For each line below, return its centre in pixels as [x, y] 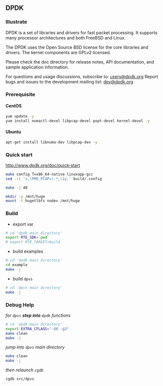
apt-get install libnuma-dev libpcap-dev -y [51, 142]
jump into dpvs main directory [35, 347]
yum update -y [20, 116]
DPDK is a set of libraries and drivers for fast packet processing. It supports [81, 32]
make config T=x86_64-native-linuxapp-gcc [49, 174]
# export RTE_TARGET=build [33, 242]
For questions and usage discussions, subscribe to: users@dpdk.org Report [82, 76]
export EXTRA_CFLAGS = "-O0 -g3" [37, 329]
